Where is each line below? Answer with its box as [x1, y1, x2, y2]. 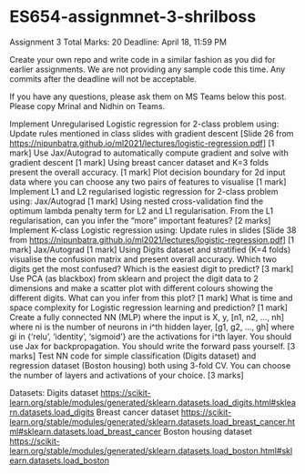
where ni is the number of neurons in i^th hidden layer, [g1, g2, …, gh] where [9, 321, 295, 332]
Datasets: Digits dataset [9, 387, 99, 398]
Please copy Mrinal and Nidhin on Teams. [9, 100, 166, 111]
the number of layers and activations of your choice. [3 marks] [9, 369, 244, 380]
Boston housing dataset [163, 426, 252, 437]
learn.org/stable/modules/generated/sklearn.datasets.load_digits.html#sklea [9, 397, 296, 408]
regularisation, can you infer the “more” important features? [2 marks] [9, 215, 271, 226]
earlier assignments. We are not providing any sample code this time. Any [9, 64, 286, 75]
